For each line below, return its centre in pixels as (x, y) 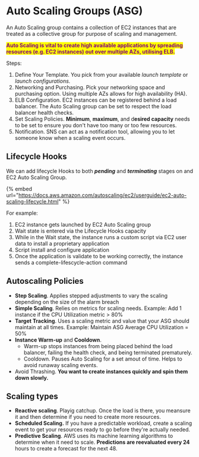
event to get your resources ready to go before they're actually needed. (102, 430)
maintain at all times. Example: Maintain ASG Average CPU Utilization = (102, 327)
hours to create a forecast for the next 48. (66, 449)
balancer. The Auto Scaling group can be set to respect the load (93, 106)
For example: (22, 213)
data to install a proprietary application (62, 243)
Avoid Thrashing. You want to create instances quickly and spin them (101, 371)
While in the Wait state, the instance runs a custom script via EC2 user (101, 237)
